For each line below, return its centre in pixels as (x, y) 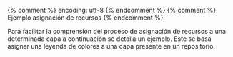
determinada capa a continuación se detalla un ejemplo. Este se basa (110, 39)
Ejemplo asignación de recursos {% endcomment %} (85, 18)
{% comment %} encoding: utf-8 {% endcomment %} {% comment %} (112, 10)
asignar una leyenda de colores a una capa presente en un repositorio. (111, 46)
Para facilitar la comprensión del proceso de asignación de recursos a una (117, 31)
